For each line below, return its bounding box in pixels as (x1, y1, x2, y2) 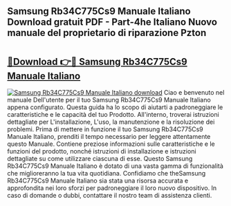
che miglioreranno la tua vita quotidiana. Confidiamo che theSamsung (7, 169, 206, 177)
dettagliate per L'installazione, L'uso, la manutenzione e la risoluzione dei (7, 118, 215, 126)
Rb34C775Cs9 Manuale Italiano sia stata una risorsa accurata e (7, 176, 189, 185)
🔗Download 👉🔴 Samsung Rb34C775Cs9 (7, 55, 188, 68)
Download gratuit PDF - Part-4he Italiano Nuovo (7, 17, 218, 28)
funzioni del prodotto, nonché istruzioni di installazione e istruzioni (7, 147, 196, 155)
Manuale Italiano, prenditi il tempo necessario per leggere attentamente (7, 133, 211, 140)
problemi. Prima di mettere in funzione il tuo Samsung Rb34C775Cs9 (7, 125, 203, 133)
